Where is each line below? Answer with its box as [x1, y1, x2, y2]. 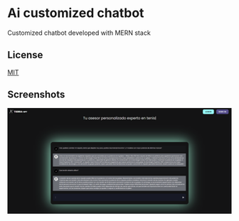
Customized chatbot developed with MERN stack [7, 28, 151, 37]
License [7, 49, 43, 61]
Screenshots [7, 89, 65, 101]
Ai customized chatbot [7, 5, 144, 21]
